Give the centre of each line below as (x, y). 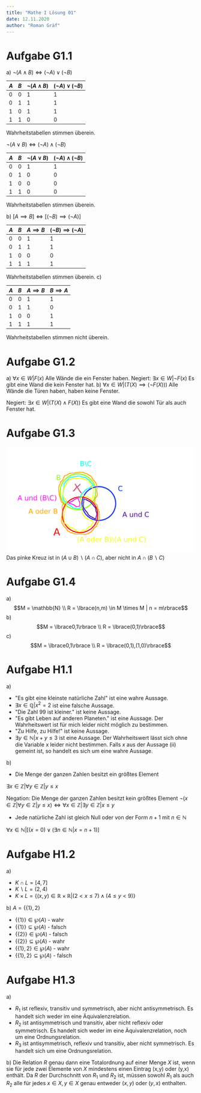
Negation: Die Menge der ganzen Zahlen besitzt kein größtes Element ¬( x (97, 798)
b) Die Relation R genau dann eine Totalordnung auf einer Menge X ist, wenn (101, 1062)
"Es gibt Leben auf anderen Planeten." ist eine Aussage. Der (89, 718)
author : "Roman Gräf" (33, 25)
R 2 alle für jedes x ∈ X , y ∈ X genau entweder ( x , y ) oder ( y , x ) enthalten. (97, 1084)
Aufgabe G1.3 (41, 433)
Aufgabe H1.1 (39, 669)
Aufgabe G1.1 (39, 56)
